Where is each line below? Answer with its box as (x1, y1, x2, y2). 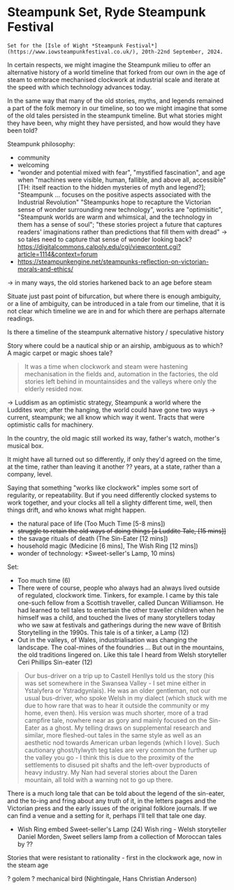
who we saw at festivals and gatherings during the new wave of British (17, 621, 221, 629)
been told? (7, 126, 38, 134)
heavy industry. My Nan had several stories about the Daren (24, 768, 198, 777)
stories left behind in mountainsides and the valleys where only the (24, 377, 217, 386)
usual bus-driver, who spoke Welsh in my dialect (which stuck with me (24, 693, 227, 702)
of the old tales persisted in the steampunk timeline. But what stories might (7, 111, 223, 120)
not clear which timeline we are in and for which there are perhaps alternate (7, 306, 226, 315)
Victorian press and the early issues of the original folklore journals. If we (7, 804, 218, 812)
